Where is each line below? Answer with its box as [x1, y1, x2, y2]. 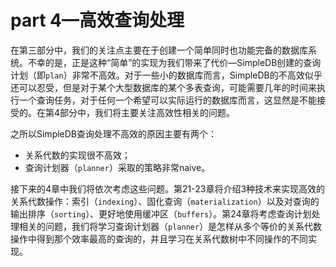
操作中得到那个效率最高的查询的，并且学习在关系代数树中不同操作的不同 [10, 232, 308, 245]
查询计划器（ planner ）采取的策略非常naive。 [24, 161, 211, 173]
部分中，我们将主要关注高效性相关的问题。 [59, 106, 236, 118]
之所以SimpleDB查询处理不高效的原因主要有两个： [10, 127, 218, 140]
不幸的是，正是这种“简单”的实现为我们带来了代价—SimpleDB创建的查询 [27, 56, 322, 68]
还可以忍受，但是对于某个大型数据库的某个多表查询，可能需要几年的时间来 [10, 81, 317, 93]
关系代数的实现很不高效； [24, 149, 131, 161]
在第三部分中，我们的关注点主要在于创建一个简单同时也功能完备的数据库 [10, 44, 308, 56]
